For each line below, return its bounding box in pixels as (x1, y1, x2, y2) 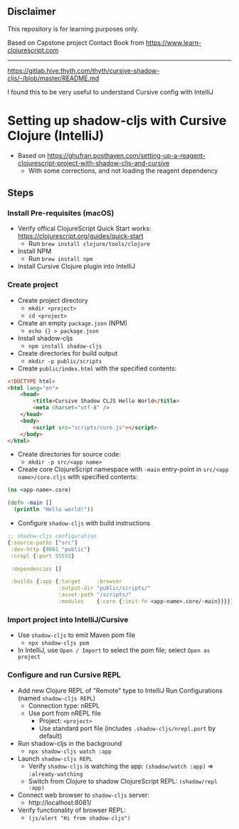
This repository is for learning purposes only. (7, 24, 139, 33)
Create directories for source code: (17, 450, 121, 459)
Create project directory (17, 296, 89, 304)
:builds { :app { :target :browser (10, 578, 122, 585)
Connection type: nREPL (28, 701, 100, 710)
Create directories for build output (17, 348, 118, 358)
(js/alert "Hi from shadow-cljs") (28, 814, 131, 822)
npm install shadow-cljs (28, 343, 102, 350)
